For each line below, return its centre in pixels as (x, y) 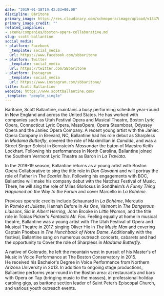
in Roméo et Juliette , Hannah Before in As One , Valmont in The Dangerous (80, 206)
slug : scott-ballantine (29, 37)
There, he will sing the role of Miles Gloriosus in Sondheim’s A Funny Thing (80, 186)
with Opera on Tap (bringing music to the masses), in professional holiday (79, 278)
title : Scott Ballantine (30, 87)
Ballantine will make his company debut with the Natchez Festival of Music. (81, 181)
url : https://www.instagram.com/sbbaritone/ (55, 82)
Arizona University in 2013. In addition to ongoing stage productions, (74, 267)
